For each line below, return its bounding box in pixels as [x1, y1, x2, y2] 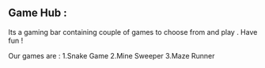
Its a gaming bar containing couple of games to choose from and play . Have [8, 27, 258, 36]
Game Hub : [8, 6, 67, 20]
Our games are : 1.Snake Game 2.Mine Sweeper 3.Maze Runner [8, 51, 215, 60]
